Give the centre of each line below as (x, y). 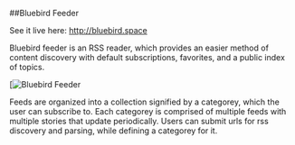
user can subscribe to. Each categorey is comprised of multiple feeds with (148, 111)
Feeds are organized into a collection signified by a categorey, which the (145, 102)
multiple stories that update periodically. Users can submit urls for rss (139, 121)
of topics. (27, 67)
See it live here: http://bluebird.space (78, 30)
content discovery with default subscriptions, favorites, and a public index (147, 57)
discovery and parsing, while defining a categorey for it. (114, 131)
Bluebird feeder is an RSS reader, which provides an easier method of (139, 48)
